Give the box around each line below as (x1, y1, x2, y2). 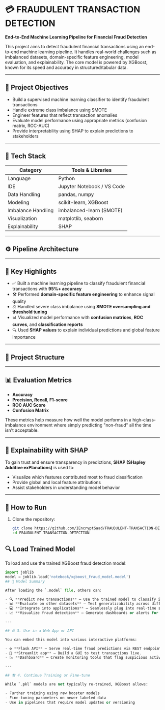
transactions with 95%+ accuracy (12, 286, 82, 292)
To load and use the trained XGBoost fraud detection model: (5, 560, 127, 566)
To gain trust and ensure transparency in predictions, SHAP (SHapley (5, 459, 146, 465)
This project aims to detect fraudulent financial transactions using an (5, 43, 144, 49)
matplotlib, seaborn (58, 215, 103, 222)
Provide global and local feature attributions (12, 479, 101, 485)
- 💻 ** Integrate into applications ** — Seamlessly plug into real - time (5, 606, 156, 611)
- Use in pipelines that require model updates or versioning (5, 700, 135, 705)
